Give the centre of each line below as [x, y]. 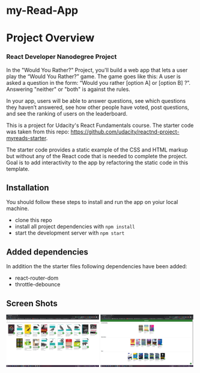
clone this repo [33, 220]
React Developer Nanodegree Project [62, 57]
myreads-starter [26, 138]
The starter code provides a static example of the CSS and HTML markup [97, 150]
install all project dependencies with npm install [75, 227]
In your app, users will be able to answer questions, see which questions [96, 100]
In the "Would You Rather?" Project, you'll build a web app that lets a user [97, 70]
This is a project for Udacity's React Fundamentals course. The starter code [100, 125]
